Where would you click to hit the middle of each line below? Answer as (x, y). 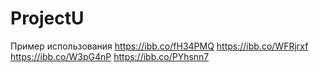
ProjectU (47, 18)
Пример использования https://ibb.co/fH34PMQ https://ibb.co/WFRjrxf (159, 46)
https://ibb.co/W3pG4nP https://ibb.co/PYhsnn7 (110, 56)
